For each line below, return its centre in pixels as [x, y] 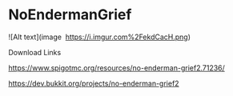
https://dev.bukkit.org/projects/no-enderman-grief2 [94, 83]
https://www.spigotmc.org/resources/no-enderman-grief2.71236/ [117, 68]
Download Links [35, 52]
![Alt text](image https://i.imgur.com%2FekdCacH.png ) [99, 37]
